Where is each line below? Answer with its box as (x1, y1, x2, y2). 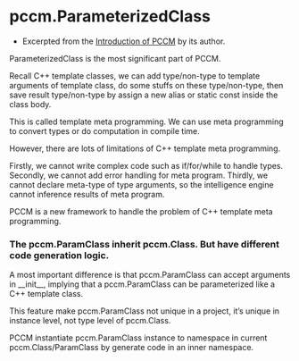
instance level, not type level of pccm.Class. (9, 315, 171, 326)
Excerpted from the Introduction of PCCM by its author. (21, 36, 226, 46)
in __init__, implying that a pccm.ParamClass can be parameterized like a (9, 279, 275, 290)
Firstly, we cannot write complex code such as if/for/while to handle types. (9, 160, 284, 171)
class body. (9, 98, 52, 109)
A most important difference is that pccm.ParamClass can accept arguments (9, 270, 291, 281)
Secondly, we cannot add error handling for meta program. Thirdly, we (9, 170, 269, 180)
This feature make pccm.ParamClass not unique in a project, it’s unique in (9, 306, 279, 316)
